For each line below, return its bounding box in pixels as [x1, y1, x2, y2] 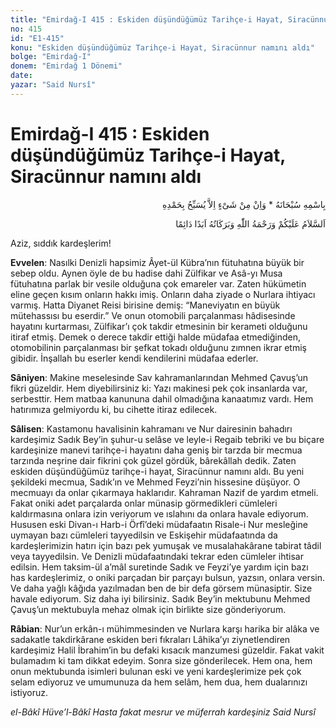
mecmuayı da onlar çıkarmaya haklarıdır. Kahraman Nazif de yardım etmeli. [10, 486, 319, 498]
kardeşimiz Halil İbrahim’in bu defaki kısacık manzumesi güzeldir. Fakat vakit [10, 644, 325, 656]
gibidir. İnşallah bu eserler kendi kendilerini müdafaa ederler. [10, 352, 259, 364]
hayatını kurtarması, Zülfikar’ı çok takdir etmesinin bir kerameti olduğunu [10, 320, 308, 332]
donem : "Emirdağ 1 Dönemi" [10, 61, 123, 71]
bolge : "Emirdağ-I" [10, 52, 92, 62]
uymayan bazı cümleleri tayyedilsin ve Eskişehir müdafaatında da [10, 529, 278, 541]
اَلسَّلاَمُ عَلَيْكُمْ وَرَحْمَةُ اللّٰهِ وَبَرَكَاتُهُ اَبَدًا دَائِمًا [175, 217, 326, 230]
